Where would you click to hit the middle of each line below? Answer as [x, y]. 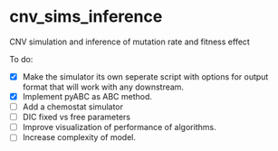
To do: [21, 59]
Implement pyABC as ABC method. [87, 96]
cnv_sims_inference [86, 17]
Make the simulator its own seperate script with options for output [145, 76]
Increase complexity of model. [79, 137]
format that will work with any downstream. [103, 87]
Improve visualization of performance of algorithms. [119, 127]
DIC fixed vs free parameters [77, 117]
